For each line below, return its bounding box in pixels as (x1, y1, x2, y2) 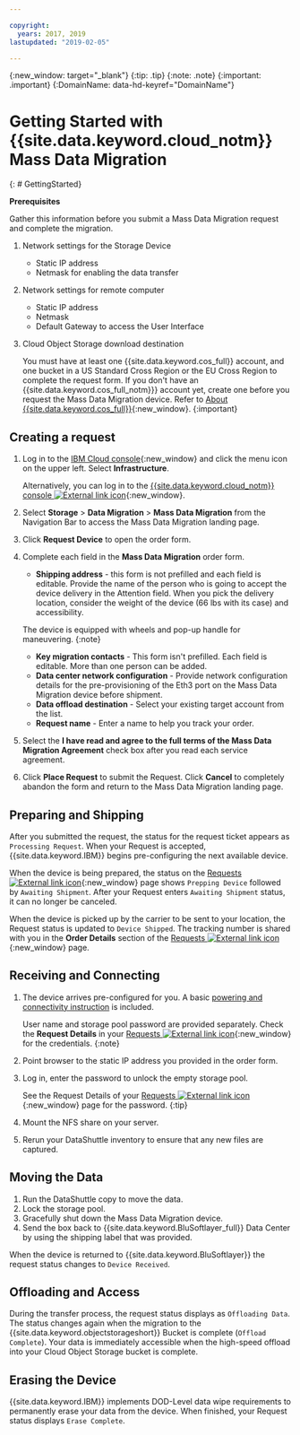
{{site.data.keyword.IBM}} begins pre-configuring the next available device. (9, 849, 288, 861)
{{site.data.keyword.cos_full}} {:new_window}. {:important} (21, 404, 238, 414)
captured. (21, 1144, 59, 1154)
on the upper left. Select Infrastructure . (21, 463, 170, 474)
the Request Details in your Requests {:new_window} (21, 1028, 292, 1039)
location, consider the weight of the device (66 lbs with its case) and (35, 597, 289, 608)
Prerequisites (9, 196, 61, 207)
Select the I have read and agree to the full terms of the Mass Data (21, 735, 272, 746)
